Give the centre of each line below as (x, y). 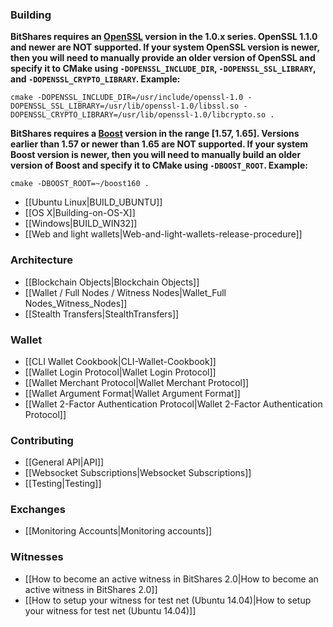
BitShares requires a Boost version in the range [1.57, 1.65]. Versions (155, 134)
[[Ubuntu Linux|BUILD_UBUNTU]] (93, 202)
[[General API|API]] (64, 462)
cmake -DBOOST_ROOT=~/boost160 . (80, 184)
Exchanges (38, 510)
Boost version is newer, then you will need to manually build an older (156, 155)
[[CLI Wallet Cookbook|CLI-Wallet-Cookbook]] (120, 361)
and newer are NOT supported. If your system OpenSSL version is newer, (165, 47)
